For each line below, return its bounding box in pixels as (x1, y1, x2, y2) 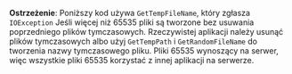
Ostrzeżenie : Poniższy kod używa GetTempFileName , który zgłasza (9, 8, 251, 18)
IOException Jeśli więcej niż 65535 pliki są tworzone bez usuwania (9, 17, 255, 28)
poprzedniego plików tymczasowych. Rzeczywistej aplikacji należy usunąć (9, 27, 284, 37)
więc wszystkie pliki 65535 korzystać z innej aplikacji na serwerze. (9, 55, 255, 65)
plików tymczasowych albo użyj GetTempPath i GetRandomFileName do (9, 36, 258, 46)
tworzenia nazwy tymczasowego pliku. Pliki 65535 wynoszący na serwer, (9, 45, 279, 56)
